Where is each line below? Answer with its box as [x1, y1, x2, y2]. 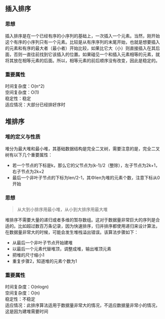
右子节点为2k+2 [12, 168, 44, 174]
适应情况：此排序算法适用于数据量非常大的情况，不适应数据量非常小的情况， [5, 302, 160, 308]
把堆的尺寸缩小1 [12, 252, 45, 258]
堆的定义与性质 [5, 134, 41, 141]
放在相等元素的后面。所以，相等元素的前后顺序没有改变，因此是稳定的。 [13, 57, 160, 63]
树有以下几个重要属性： [5, 152, 53, 158]
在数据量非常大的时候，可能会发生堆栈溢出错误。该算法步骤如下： [5, 229, 138, 235]
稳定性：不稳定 [5, 296, 35, 302]
